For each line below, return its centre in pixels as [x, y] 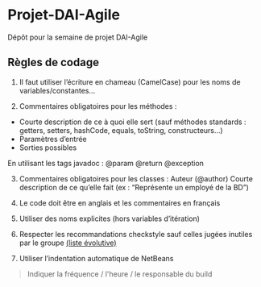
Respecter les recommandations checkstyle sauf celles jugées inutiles [136, 234]
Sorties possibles [48, 148]
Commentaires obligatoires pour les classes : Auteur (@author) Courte [136, 178]
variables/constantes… [57, 90]
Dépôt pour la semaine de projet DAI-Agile [78, 37]
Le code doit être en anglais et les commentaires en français [120, 202]
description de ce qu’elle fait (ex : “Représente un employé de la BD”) [134, 187]
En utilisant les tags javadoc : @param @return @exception [106, 163]
